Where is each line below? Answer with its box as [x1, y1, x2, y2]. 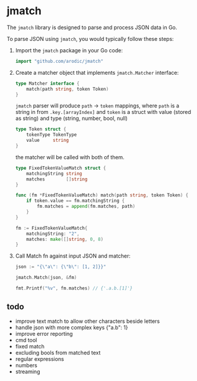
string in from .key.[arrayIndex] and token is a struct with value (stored [15, 109, 192, 116]
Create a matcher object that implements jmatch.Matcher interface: [15, 69, 179, 76]
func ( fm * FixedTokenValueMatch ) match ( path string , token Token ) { [15, 192, 189, 198]
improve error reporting [15, 330, 73, 337]
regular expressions [15, 355, 64, 363]
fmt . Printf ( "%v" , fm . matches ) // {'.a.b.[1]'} [15, 285, 133, 291]
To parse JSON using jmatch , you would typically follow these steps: [7, 35, 174, 42]
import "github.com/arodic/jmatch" [15, 58, 104, 64]
